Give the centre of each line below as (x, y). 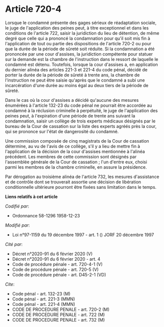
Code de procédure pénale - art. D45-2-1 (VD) (59, 274)
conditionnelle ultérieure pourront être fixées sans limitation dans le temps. (81, 187)
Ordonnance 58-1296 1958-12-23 (46, 215)
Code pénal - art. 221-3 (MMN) (43, 299)
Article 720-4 (33, 9)
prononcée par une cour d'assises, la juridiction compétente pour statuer (79, 54)
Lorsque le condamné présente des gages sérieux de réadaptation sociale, (81, 23)
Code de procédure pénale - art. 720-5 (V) (55, 269)
